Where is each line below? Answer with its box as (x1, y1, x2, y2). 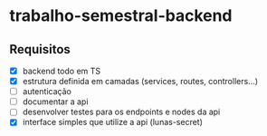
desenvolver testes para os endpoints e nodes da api (22, 106, 221, 118)
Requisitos (9, 42, 71, 57)
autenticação (22, 86, 72, 97)
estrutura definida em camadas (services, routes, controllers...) (22, 76, 259, 87)
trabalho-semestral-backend (9, 5, 233, 26)
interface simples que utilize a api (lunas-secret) (22, 117, 204, 128)
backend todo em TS (22, 65, 101, 76)
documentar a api (22, 96, 89, 107)
